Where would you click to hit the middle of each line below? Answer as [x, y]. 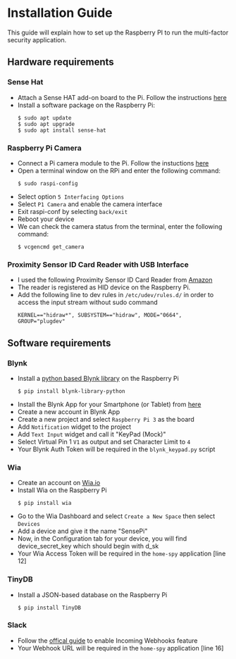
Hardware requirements [61, 62]
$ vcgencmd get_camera [51, 247]
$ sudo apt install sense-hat [62, 130]
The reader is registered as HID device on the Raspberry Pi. [104, 287]
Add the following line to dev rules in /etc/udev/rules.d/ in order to [116, 295]
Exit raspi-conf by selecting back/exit [73, 211]
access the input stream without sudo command [87, 302]
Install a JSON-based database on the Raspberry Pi [92, 595]
